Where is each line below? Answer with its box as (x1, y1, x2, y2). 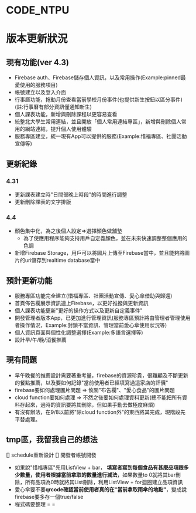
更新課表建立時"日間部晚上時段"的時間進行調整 (14, 191, 128, 198)
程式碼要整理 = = (14, 500, 56, 508)
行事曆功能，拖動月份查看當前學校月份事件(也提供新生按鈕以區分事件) (14, 96, 183, 103)
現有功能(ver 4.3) (6, 57, 69, 67)
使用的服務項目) (19, 82, 58, 89)
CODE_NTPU (6, 4, 70, 17)
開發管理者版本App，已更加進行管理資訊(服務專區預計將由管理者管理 (14, 314, 180, 321)
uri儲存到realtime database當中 (25, 256, 101, 264)
